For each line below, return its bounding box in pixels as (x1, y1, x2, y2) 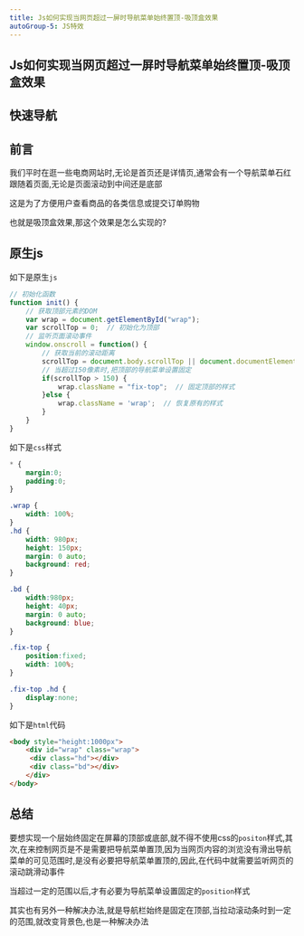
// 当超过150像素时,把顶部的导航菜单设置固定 (42, 365, 192, 374)
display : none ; (25, 693, 79, 702)
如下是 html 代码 (9, 719, 66, 730)
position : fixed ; (25, 652, 88, 661)
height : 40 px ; (25, 601, 79, 610)
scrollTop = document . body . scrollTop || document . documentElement (42, 356, 298, 366)
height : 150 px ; (25, 544, 83, 553)
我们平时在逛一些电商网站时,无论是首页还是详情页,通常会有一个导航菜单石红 (9, 167, 292, 178)
